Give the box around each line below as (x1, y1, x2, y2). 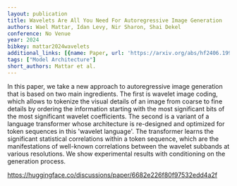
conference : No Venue (7, 30, 71, 37)
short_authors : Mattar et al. (7, 63, 97, 70)
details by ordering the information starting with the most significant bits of (7, 104, 225, 113)
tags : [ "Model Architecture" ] (7, 56, 97, 63)
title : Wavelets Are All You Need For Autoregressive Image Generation (7, 17, 222, 24)
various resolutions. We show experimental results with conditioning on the (7, 149, 226, 158)
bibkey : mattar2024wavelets (7, 43, 90, 50)
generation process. (7, 156, 66, 166)
